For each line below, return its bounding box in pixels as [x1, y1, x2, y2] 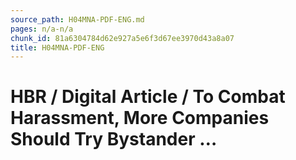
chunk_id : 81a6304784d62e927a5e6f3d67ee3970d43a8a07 [10, 33, 235, 43]
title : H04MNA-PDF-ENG [10, 42, 105, 53]
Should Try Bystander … [10, 128, 218, 151]
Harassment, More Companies [10, 107, 270, 130]
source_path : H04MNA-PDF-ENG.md [10, 14, 145, 25]
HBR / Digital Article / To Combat [10, 86, 286, 108]
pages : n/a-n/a [10, 24, 74, 34]
